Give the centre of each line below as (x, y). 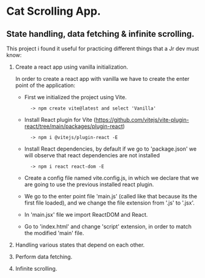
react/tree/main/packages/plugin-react (74, 126)
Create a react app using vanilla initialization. (72, 67)
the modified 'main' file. (54, 233)
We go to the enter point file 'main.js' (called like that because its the (111, 196)
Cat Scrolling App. (54, 11)
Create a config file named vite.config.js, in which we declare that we (111, 178)
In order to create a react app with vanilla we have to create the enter (102, 79)
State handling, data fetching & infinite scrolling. (100, 34)
